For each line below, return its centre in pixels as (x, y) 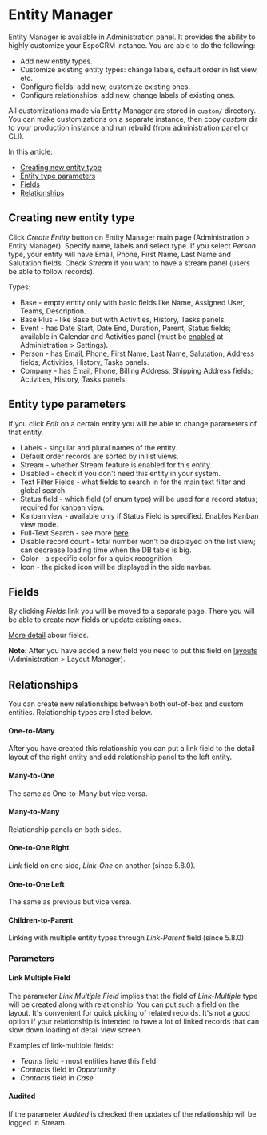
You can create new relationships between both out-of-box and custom (126, 704)
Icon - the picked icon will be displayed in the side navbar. (116, 567)
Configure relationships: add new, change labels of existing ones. (128, 95)
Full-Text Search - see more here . (75, 533)
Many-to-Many (34, 812)
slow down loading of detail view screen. (76, 1030)
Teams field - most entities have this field (88, 1060)
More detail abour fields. (49, 636)
